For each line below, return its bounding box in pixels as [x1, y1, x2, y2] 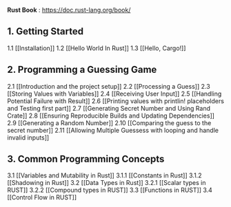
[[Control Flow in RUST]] [7, 193, 77, 201]
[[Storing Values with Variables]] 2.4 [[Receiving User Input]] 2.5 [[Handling [7, 89, 222, 98]
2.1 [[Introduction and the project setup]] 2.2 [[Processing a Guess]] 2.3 [7, 82, 210, 90]
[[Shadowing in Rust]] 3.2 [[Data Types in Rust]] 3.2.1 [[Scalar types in [7, 179, 206, 187]
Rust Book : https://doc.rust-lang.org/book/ [7, 6, 131, 14]
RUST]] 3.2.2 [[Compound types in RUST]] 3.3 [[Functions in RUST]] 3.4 [7, 186, 212, 195]
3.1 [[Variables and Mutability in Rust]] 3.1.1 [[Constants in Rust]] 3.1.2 [7, 171, 202, 179]
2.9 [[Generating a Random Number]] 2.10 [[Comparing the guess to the [7, 118, 212, 127]
